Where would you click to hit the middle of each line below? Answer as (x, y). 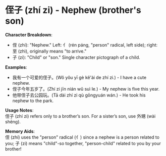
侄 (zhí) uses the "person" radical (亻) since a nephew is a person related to (82, 137)
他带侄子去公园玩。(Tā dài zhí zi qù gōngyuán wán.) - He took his (79, 95)
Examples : (16, 67)
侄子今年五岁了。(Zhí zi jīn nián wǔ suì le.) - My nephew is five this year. (86, 89)
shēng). (13, 121)
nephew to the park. (33, 101)
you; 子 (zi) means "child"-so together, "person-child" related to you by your (83, 143)
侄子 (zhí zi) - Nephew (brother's (73, 10)
